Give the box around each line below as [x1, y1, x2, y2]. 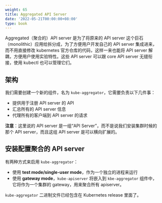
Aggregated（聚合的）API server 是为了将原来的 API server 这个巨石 [5, 35, 144, 41]
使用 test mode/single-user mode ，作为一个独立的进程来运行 [12, 169, 138, 175]
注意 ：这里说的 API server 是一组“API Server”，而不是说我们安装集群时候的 [5, 123, 157, 129]
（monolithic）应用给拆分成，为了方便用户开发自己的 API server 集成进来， [5, 41, 157, 47]
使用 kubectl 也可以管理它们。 [13, 60, 75, 66]
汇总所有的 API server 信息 [12, 106, 66, 112]
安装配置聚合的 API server [5, 145, 85, 153]
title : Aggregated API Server [5, 12, 67, 17]
